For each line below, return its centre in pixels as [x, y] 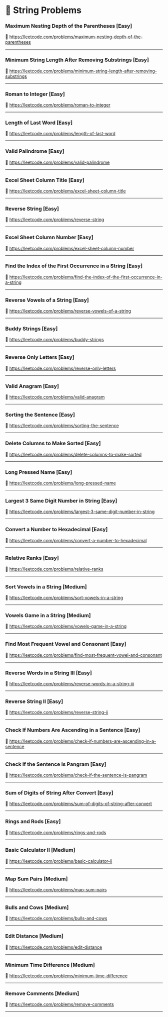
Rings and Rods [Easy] [33, 822]
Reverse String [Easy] [32, 209]
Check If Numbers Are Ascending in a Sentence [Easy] [73, 730]
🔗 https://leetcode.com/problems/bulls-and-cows [56, 919]
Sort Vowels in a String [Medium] [46, 586]
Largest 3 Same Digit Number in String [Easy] [61, 500]
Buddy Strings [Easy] [31, 329]
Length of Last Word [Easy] [39, 123]
